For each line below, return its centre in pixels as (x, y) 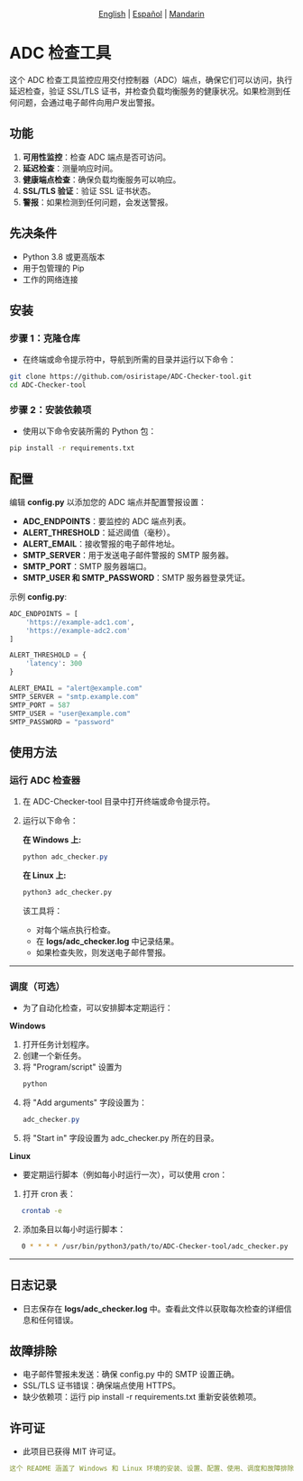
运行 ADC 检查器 (45, 780)
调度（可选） (37, 986)
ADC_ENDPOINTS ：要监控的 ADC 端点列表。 (106, 521)
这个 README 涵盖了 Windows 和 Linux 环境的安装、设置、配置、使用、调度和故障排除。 (155, 1469)
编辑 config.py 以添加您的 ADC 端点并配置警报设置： (108, 501)
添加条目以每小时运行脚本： (74, 1229)
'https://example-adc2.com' (78, 630)
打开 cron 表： (49, 1193)
